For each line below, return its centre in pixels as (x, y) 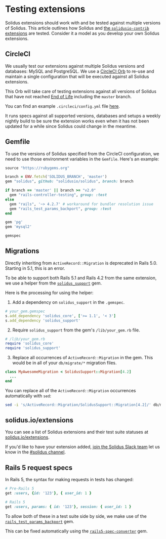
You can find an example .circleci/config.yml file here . (62, 106)
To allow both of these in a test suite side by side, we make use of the (76, 516)
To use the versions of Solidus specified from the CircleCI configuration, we (82, 154)
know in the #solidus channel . (35, 452)
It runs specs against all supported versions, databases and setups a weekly (83, 116)
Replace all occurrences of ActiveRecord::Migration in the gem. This (83, 358)
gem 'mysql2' (19, 227)
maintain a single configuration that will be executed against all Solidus (77, 76)
